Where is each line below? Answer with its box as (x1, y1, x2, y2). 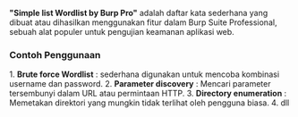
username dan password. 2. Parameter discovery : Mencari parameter (9, 79, 271, 89)
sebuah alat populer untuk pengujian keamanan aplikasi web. (9, 27, 234, 37)
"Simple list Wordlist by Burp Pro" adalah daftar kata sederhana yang (9, 8, 268, 18)
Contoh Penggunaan (9, 48, 101, 61)
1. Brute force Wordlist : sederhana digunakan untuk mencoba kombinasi (9, 69, 280, 79)
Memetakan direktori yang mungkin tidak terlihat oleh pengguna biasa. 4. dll (9, 97, 290, 108)
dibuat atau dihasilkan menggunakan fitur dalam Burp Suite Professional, (9, 17, 277, 28)
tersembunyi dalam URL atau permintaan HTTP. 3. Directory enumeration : (9, 88, 287, 99)
